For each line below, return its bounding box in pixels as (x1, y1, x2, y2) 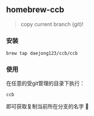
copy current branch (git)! (20, 20, 84, 27)
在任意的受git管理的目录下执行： (6, 80, 85, 87)
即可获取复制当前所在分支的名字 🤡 (6, 103, 89, 110)
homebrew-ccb (6, 5, 64, 15)
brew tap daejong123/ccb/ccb (6, 51, 78, 57)
